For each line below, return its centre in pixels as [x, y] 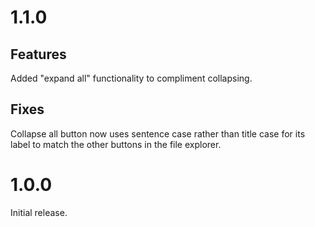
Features [38, 54]
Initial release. [39, 212]
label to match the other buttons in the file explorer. [116, 144]
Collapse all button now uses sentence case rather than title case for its [158, 133]
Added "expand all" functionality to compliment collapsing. [131, 78]
